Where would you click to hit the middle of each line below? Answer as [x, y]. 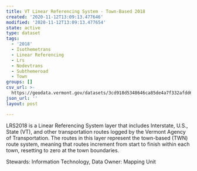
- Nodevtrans [27, 66]
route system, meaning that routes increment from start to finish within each [98, 144]
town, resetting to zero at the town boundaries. [63, 150]
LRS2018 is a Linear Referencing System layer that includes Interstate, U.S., [97, 125]
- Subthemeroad [30, 71]
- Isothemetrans [31, 50]
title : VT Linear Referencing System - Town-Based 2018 [76, 11]
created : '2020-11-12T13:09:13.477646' [55, 17]
